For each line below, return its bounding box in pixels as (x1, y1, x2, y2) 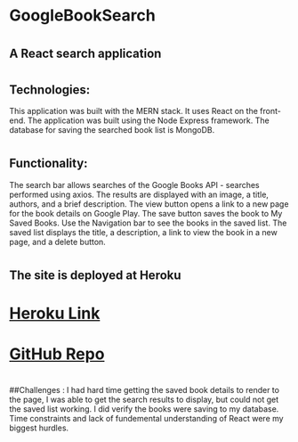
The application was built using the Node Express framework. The (27, 115, 270, 126)
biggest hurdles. (9, 422, 69, 433)
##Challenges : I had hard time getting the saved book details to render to (9, 385, 280, 396)
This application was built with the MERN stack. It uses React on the (9, 105, 258, 116)
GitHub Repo (9, 344, 105, 364)
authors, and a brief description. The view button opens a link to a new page (9, 198, 289, 209)
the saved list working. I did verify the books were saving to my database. (9, 404, 279, 414)
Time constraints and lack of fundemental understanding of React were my (9, 413, 284, 424)
